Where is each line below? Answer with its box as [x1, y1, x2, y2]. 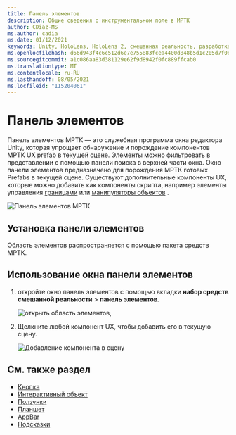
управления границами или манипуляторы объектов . [7, 188, 169, 197]
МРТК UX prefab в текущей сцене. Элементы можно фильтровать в [7, 151, 211, 159]
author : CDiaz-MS [7, 23, 58, 30]
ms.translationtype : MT [7, 63, 77, 70]
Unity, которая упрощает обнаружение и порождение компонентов [7, 144, 211, 152]
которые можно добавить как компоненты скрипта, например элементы [7, 181, 227, 189]
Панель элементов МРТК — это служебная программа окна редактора [7, 136, 223, 144]
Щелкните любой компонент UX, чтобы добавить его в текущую [17, 322, 211, 331]
